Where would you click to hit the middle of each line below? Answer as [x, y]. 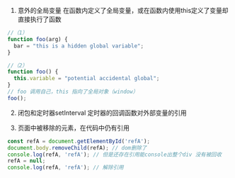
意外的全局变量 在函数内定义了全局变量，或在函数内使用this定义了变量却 [123, 10]
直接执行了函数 [39, 19]
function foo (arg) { [38, 39]
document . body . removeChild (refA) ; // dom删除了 [77, 148]
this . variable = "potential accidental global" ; [87, 79]
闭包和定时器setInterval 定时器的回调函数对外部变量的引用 [102, 113]
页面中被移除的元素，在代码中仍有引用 [73, 128]
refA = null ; [27, 161]
